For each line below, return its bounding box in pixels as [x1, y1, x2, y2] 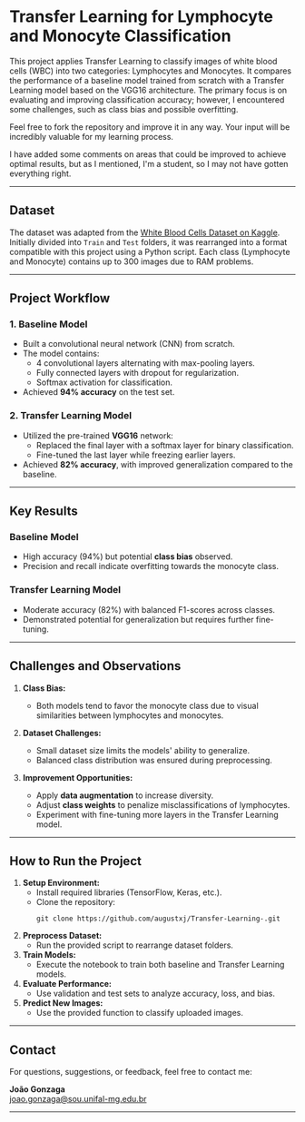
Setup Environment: [22, 878, 100, 889]
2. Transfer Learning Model [9, 409, 133, 422]
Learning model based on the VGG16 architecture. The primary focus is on [9, 84, 288, 95]
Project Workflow [9, 290, 111, 306]
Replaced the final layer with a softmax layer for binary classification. [35, 439, 294, 450]
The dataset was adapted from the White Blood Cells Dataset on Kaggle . [9, 227, 280, 238]
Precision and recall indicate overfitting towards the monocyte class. [22, 561, 280, 572]
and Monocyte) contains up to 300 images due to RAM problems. [9, 256, 254, 267]
